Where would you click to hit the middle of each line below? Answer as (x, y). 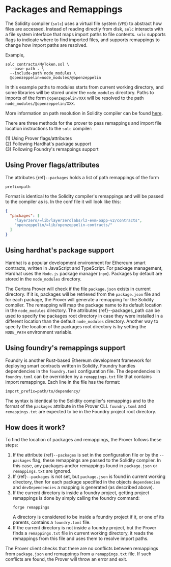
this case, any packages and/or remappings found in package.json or (85, 466)
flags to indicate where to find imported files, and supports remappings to (83, 40)
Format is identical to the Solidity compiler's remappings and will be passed (84, 196)
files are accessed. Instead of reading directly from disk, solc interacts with (84, 29)
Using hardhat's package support (60, 250)
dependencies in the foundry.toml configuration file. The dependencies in (83, 371)
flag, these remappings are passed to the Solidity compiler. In (97, 460)
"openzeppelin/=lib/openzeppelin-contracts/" (64, 225)
